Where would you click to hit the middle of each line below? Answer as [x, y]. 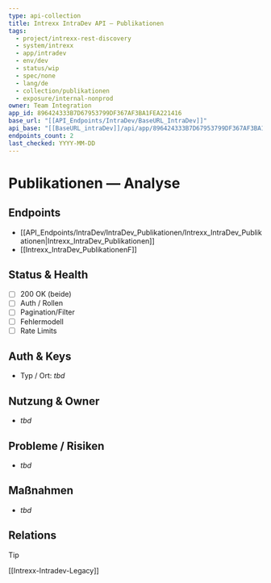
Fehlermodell [42, 321]
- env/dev [32, 61]
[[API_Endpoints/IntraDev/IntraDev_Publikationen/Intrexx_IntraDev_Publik [141, 232]
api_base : [25, 128]
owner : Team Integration [50, 106]
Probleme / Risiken [56, 446]
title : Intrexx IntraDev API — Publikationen [86, 23]
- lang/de [32, 83]
